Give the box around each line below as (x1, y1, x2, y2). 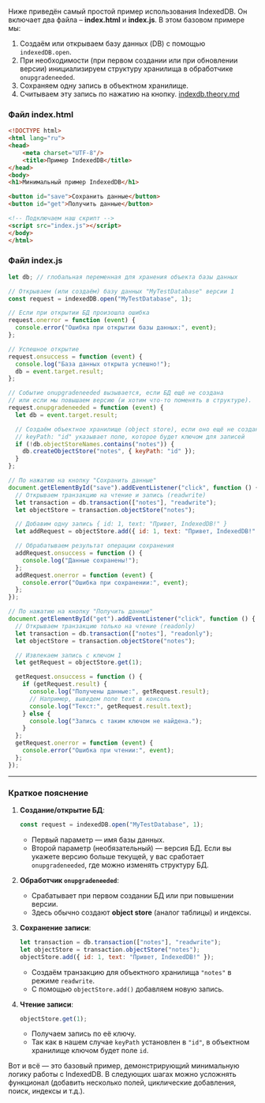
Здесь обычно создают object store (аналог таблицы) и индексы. (31, 908, 252, 917)
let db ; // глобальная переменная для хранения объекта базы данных (8, 273, 238, 281)
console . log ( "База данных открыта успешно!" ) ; (15, 360, 171, 368)
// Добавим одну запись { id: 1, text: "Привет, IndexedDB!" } (15, 520, 227, 529)
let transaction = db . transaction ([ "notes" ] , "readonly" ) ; (15, 629, 214, 638)
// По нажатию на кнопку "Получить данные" (8, 608, 154, 616)
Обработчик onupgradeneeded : (19, 875, 120, 885)
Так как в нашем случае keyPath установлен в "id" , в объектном (31, 1037, 250, 1047)
